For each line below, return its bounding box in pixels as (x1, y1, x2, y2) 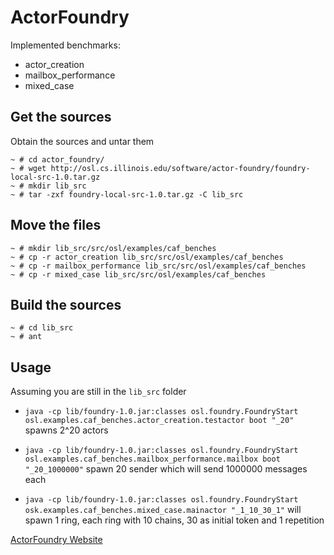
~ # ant (10, 332, 43, 342)
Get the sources (10, 109, 112, 126)
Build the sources (10, 296, 122, 313)
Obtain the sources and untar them (10, 135, 155, 147)
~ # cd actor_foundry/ (10, 154, 105, 165)
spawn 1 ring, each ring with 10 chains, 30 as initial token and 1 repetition (24, 514, 325, 526)
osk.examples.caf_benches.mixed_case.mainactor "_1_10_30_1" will (24, 504, 302, 516)
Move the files (10, 217, 102, 234)
